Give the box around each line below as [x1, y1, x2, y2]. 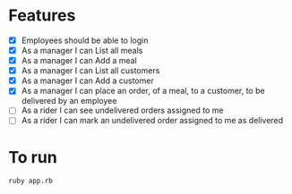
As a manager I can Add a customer [21, 75, 154, 86]
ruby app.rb [8, 176, 53, 186]
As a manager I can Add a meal [21, 55, 138, 66]
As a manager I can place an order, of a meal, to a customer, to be [21, 86, 265, 97]
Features [8, 5, 76, 26]
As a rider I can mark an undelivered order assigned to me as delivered [21, 115, 284, 126]
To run [8, 147, 57, 167]
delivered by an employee [21, 96, 117, 106]
